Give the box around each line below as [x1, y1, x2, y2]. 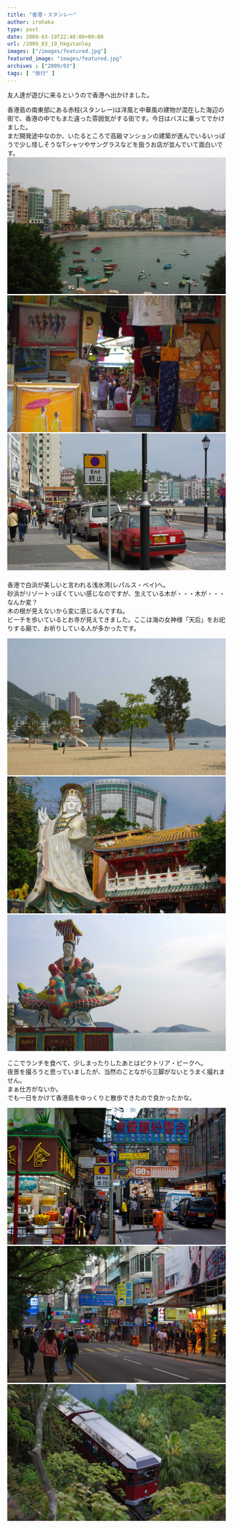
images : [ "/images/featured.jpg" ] [7, 48, 107, 55]
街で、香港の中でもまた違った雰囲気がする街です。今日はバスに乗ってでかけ [7, 114, 225, 122]
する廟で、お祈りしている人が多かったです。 [12, 624, 140, 632]
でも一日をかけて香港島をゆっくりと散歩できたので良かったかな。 [7, 1094, 196, 1102]
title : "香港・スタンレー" [7, 11, 77, 18]
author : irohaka [7, 18, 54, 26]
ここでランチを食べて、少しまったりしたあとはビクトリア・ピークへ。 [7, 1059, 207, 1067]
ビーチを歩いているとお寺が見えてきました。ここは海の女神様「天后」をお [7, 615, 220, 623]
